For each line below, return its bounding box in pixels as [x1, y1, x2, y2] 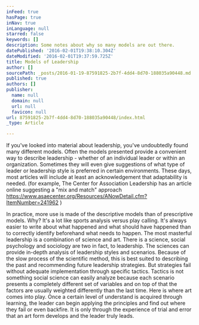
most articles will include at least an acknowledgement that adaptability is [6, 174, 188, 181]
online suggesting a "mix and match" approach [6, 186, 123, 193]
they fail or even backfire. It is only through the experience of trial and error [6, 306, 192, 313]
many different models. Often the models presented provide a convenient [6, 148, 187, 156]
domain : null [11, 98, 44, 104]
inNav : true [6, 20, 36, 26]
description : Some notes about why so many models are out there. [6, 42, 175, 48]
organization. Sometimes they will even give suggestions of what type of [6, 161, 185, 168]
